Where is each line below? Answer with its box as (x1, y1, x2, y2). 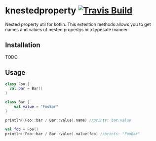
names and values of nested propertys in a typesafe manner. (5, 26, 129, 32)
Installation (5, 41, 40, 49)
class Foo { (5, 82, 30, 87)
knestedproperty (5, 5, 77, 16)
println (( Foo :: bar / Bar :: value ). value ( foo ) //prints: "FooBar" (5, 131, 140, 136)
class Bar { (5, 99, 30, 105)
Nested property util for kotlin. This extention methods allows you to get (5, 21, 152, 27)
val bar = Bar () (9, 86, 43, 91)
